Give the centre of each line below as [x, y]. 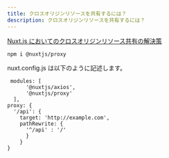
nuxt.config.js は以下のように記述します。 [67, 68]
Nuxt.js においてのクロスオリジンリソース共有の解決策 [84, 41]
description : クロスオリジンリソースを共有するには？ [76, 20]
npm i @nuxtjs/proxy [37, 54]
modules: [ [26, 81]
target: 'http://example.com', [65, 118]
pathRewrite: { [42, 124]
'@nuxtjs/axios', [51, 87]
